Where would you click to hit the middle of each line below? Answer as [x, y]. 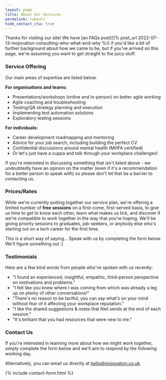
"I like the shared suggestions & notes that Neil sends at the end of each [86, 309]
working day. [18, 354]
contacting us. [20, 179]
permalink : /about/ [25, 19]
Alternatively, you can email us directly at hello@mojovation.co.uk [73, 364]
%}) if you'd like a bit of [126, 43]
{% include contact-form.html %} [39, 373]
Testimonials [21, 256]
